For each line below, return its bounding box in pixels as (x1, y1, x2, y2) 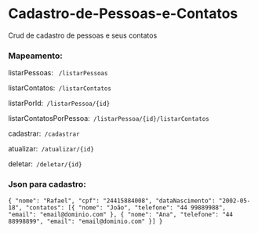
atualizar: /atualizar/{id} (8, 144, 94, 154)
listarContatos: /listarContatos (8, 83, 112, 93)
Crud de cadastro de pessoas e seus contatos (8, 31, 158, 40)
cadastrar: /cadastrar (8, 129, 80, 138)
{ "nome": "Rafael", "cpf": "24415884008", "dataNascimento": (8, 197, 216, 205)
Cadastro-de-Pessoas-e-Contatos (8, 5, 238, 23)
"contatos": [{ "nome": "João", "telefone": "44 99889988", (25, 203, 226, 212)
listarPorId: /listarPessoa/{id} (8, 99, 111, 108)
